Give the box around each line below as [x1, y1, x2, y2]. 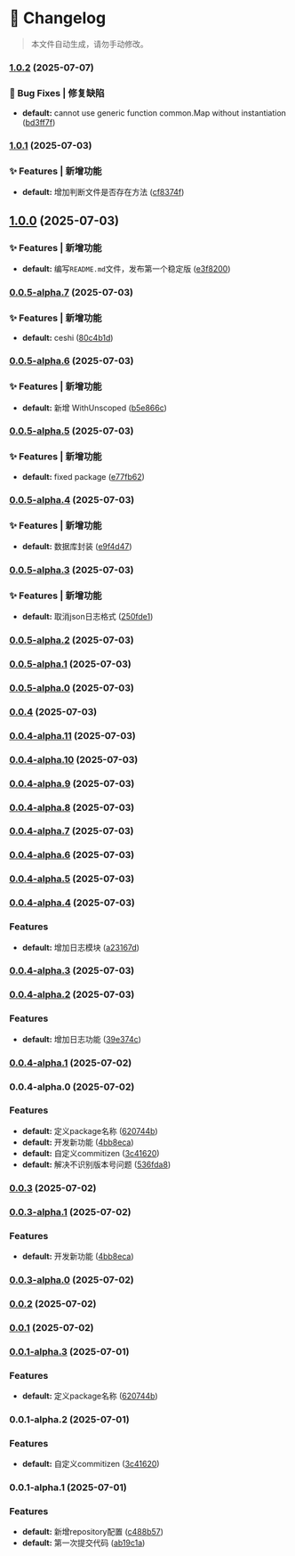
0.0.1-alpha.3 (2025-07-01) [9, 1345, 130, 1357]
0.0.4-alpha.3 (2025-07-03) [9, 965, 135, 977]
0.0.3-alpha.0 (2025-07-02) [9, 1273, 135, 1285]
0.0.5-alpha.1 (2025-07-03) [9, 658, 132, 670]
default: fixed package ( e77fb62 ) [21, 471, 145, 482]
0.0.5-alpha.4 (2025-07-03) [9, 493, 135, 506]
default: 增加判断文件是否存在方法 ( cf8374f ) [21, 187, 185, 198]
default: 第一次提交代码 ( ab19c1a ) [21, 1537, 146, 1548]
